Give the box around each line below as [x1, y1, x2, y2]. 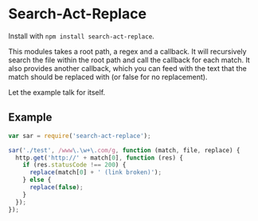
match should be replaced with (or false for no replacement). [8, 72, 208, 81]
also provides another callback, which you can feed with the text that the [8, 63, 247, 73]
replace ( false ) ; [29, 184, 84, 191]
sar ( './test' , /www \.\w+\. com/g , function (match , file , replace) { [8, 146, 240, 154]
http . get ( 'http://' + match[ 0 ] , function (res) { [15, 153, 183, 162]
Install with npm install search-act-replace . [8, 31, 155, 41]
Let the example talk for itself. [8, 87, 106, 97]
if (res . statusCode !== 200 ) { [22, 161, 127, 169]
